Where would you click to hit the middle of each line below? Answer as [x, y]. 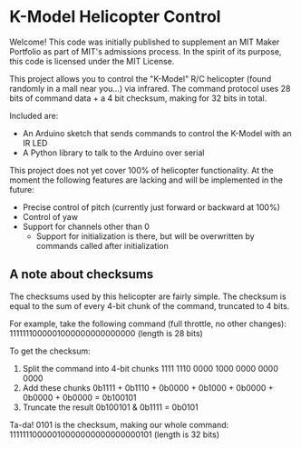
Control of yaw [50, 216]
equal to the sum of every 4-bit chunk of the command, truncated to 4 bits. [150, 305]
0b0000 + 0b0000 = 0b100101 [80, 397]
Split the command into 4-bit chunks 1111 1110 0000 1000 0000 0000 [150, 368]
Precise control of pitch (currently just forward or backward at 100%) [151, 207]
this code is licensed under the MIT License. [92, 61]
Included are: [34, 115]
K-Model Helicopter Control [115, 17]
